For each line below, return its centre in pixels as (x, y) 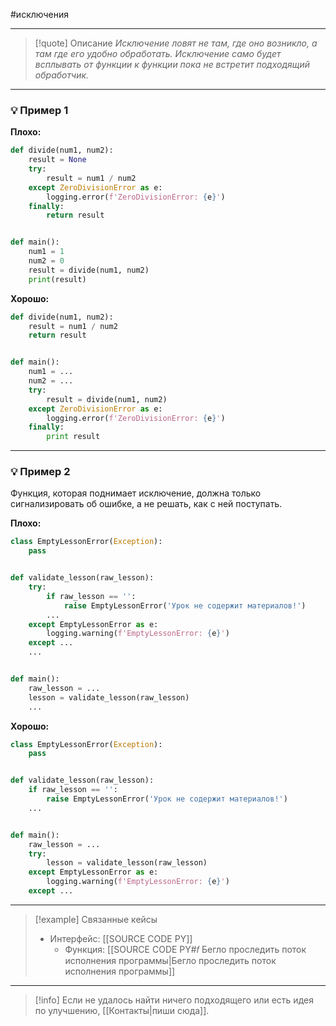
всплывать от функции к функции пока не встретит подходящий (172, 64)
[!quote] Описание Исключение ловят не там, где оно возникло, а (176, 43)
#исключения (39, 14)
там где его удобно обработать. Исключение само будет (158, 53)
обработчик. (62, 75)
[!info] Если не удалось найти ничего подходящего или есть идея (174, 1000)
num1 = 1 (46, 252)
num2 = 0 (46, 261)
